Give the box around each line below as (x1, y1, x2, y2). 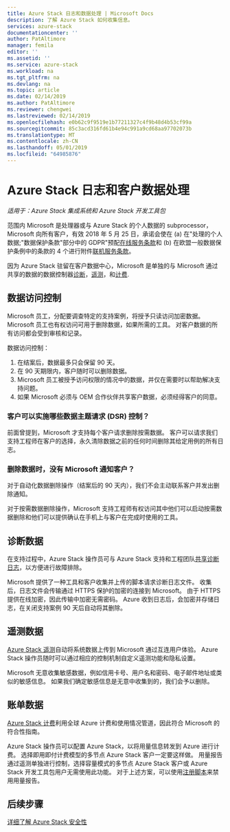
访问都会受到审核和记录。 (12, 329, 86, 337)
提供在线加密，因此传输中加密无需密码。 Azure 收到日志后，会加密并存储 (7, 595, 214, 604)
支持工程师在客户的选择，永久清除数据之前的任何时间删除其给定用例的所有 (7, 437, 218, 445)
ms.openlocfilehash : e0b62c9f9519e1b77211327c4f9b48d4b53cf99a (7, 118, 192, 126)
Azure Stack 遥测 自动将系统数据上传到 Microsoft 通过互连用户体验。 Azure (7, 645, 218, 653)
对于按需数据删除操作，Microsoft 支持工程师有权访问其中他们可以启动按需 (7, 505, 216, 513)
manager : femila (7, 42, 54, 49)
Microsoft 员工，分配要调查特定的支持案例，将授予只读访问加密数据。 (7, 311, 205, 320)
